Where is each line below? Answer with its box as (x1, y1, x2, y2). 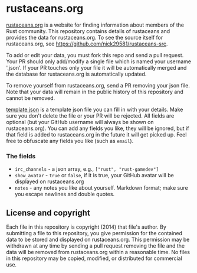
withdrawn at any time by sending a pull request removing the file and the (6, 242, 185, 249)
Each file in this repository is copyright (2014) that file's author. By (6, 223, 166, 230)
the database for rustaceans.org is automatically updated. (6, 70, 147, 77)
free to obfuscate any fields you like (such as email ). (6, 137, 134, 144)
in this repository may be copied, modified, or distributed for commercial (6, 255, 183, 262)
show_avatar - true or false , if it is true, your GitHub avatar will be (14, 172, 174, 179)
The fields (6, 152, 36, 160)
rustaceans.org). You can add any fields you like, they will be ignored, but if (6, 125, 189, 132)
